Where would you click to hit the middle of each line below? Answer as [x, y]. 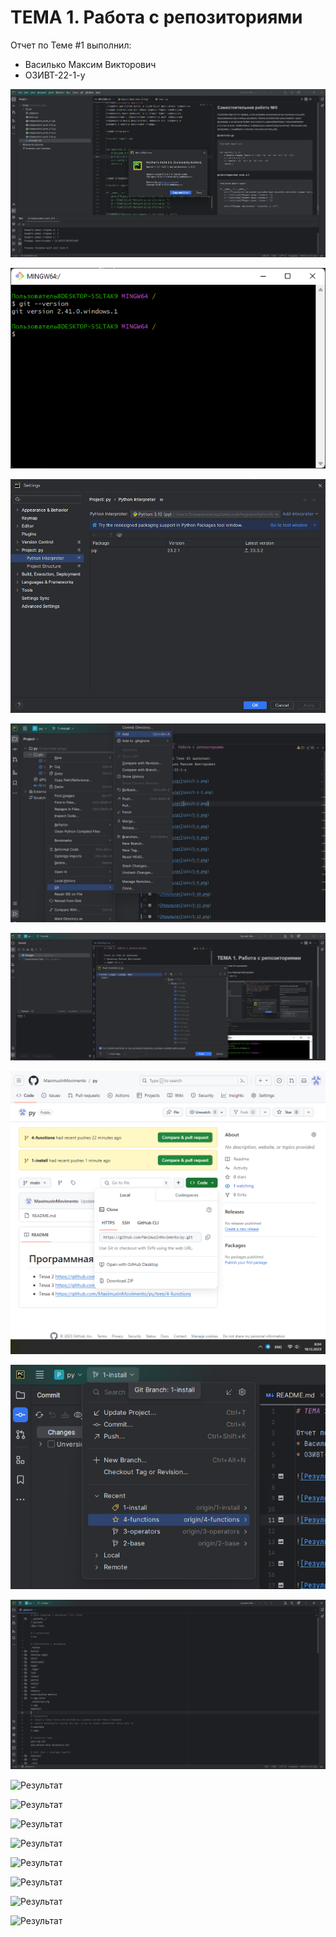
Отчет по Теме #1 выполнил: [71, 45]
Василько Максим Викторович [90, 64]
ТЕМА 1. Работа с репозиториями [156, 17]
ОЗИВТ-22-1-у [55, 75]
